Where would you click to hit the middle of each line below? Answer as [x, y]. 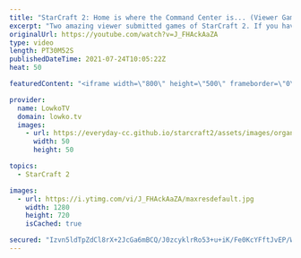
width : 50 [51, 142]
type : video [31, 43]
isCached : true [54, 224]
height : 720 [47, 216]
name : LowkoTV [43, 108]
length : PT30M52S [42, 51]
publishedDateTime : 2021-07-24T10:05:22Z [88, 59]
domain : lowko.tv [50, 116]
